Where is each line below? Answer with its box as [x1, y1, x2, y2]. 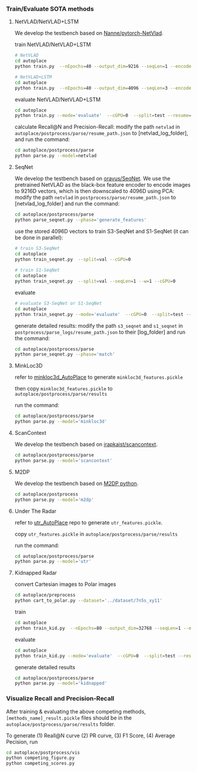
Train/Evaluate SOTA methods [6, 5, 94, 13]
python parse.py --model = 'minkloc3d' [14, 419, 108, 425]
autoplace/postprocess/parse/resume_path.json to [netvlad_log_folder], [14, 129, 188, 137]
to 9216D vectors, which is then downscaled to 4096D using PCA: [14, 188, 175, 195]
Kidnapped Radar [14, 569, 57, 576]
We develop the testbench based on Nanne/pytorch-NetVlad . [14, 30, 163, 37]
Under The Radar [14, 507, 57, 514]
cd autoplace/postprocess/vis [6, 750, 81, 755]
